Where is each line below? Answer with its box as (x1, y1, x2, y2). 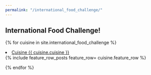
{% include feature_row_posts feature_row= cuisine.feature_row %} (5, 55, 146, 61)
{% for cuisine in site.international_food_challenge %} (5, 40, 117, 46)
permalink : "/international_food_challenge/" (5, 7, 103, 13)
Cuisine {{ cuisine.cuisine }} (12, 49, 70, 56)
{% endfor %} (5, 64, 34, 71)
